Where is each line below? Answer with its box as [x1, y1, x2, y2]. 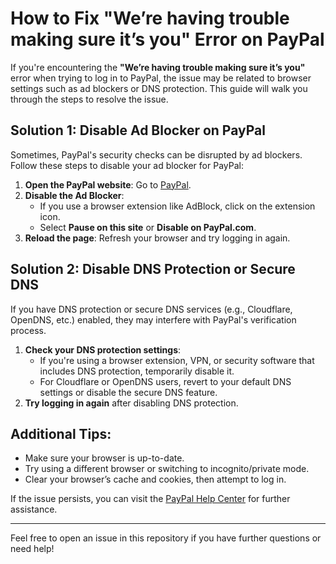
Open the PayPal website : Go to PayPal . [24, 178, 192, 191]
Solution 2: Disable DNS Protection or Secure [10, 261, 296, 278]
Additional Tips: [10, 425, 112, 442]
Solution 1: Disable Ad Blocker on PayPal [10, 122, 266, 139]
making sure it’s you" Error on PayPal [10, 28, 325, 51]
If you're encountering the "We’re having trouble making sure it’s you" [10, 61, 306, 73]
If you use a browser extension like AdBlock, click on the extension [39, 200, 316, 212]
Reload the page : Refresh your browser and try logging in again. [24, 232, 291, 244]
